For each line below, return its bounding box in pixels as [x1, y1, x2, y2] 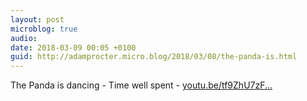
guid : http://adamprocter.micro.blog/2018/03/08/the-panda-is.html [10, 52, 298, 62]
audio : [10, 33, 38, 43]
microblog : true [10, 24, 78, 34]
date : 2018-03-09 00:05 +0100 [10, 42, 137, 53]
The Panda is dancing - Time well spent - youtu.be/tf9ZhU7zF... [10, 79, 273, 91]
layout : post [10, 14, 65, 25]
